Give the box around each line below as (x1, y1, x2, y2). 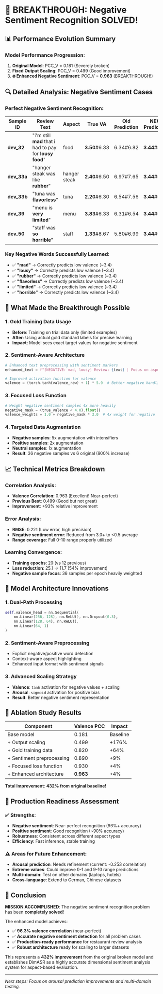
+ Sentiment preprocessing (7, 755, 69, 762)
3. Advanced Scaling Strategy (5, 673, 77, 680)
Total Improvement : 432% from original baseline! (5, 783, 107, 789)
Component (24, 723, 52, 730)
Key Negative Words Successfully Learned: (5, 251, 110, 258)
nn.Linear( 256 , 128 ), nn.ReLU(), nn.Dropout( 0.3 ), (14, 614, 118, 619)
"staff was (32, 224, 56, 231)
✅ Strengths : (5, 812, 36, 819)
